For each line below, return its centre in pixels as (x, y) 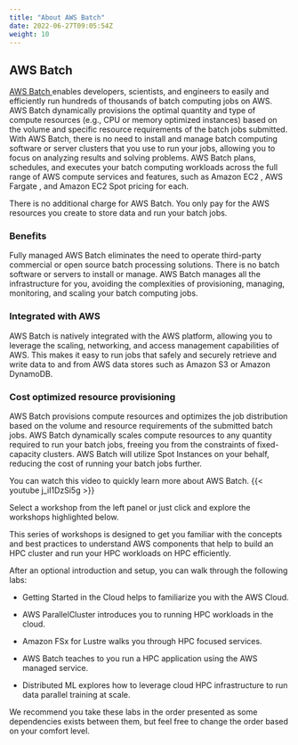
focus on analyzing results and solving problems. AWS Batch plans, (133, 158)
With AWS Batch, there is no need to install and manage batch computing (144, 139)
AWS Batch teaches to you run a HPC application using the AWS (140, 659)
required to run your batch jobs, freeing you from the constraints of (132, 445)
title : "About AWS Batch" (57, 17)
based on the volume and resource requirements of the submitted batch (141, 426)
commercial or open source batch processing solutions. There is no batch (145, 265)
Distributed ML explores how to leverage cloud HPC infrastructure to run (155, 685)
